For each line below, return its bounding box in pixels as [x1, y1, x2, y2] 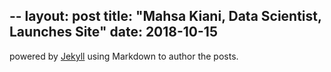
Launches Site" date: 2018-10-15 [9, 24, 218, 41]
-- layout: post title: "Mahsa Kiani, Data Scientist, [9, 8, 322, 25]
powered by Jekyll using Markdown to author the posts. [9, 50, 239, 62]
